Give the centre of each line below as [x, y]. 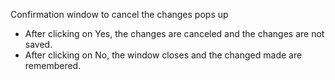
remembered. [53, 65]
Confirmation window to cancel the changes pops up [119, 14]
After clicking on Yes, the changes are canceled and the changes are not [174, 33]
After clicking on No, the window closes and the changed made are [163, 55]
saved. [38, 44]
